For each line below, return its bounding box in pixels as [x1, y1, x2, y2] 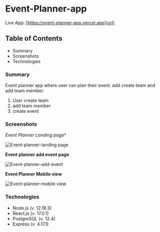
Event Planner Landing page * [5, 132, 67, 138]
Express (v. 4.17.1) [12, 221, 49, 227]
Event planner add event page [5, 151, 69, 158]
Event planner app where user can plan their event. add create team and [5, 83, 155, 89]
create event [12, 108, 39, 114]
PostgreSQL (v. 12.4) [12, 215, 55, 221]
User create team [12, 98, 49, 104]
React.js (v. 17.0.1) [12, 210, 49, 216]
